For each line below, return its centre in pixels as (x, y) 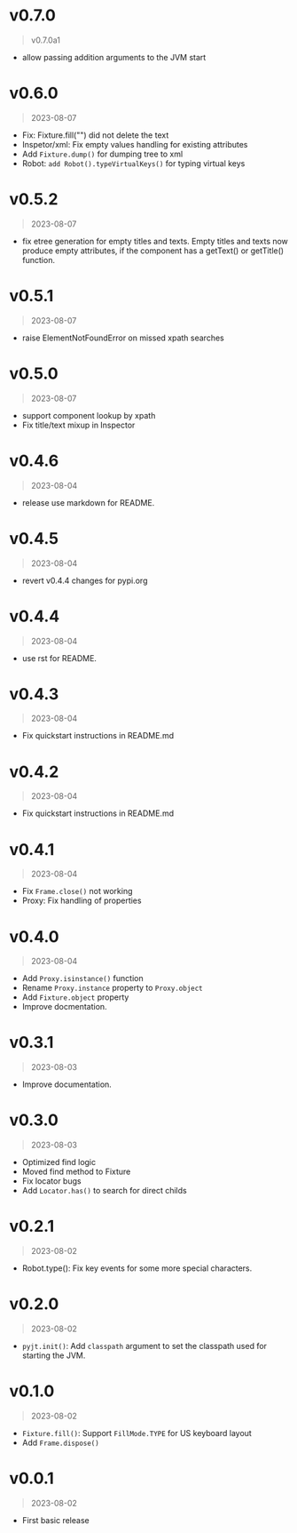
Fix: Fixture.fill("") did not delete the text (95, 135)
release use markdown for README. (88, 502)
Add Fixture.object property (75, 997)
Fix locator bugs (51, 1181)
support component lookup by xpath (89, 415)
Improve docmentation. (65, 1007)
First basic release (56, 1520)
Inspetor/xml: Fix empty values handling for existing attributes (135, 144)
